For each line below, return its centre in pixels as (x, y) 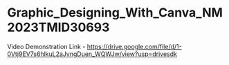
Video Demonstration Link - (46, 46)
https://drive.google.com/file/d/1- (134, 46)
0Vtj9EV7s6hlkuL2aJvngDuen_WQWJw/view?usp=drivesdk (92, 54)
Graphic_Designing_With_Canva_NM (115, 13)
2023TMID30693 (58, 27)
